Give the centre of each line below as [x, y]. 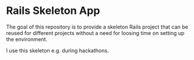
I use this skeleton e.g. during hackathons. [57, 50]
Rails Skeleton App [53, 11]
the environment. [27, 39]
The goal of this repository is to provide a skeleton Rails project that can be [97, 27]
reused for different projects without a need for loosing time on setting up [95, 33]
